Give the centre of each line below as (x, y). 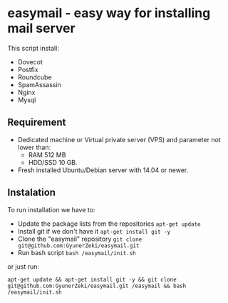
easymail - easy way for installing (109, 13)
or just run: (24, 267)
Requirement (37, 123)
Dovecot (30, 61)
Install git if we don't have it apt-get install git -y (94, 231)
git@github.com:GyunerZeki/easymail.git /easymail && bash (97, 286)
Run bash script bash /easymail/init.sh (77, 252)
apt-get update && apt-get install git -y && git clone (92, 279)
